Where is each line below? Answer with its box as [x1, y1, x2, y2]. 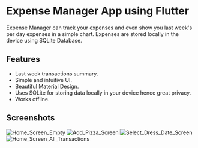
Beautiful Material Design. [14, 83, 79, 90]
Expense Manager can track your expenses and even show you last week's [6, 24, 193, 31]
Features [6, 54, 40, 64]
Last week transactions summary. [14, 70, 98, 77]
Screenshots [6, 113, 55, 123]
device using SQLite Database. [6, 37, 82, 44]
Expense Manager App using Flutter [6, 4, 190, 18]
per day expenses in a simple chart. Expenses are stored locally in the [6, 30, 179, 37]
